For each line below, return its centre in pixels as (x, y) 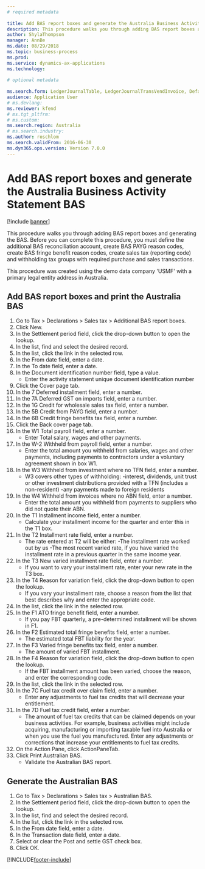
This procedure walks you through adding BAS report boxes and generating (102, 233)
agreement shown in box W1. (61, 464)
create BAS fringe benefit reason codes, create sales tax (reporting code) (99, 253)
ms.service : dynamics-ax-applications (56, 63)
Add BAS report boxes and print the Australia (94, 296)
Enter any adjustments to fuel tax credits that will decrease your (105, 697)
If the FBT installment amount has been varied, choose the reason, (108, 671)
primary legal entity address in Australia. (57, 277)
